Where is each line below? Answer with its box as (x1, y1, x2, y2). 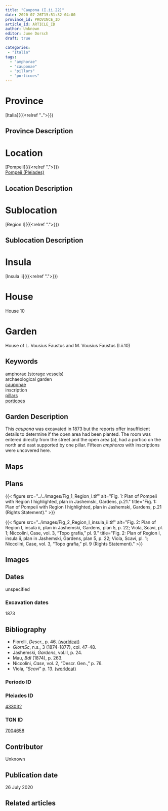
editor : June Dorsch (5, 31, 49, 36)
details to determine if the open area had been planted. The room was (5, 431, 151, 437)
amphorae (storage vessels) (5, 371, 64, 377)
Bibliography (5, 625, 47, 634)
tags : (5, 54, 17, 59)
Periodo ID (5, 678, 32, 685)
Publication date (5, 771, 58, 779)
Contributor (5, 742, 43, 751)
